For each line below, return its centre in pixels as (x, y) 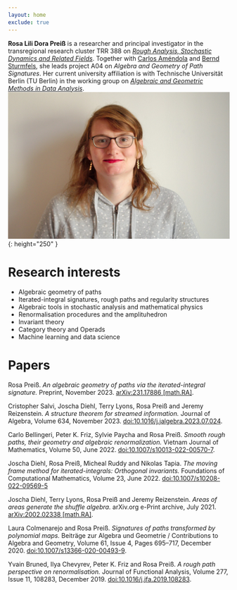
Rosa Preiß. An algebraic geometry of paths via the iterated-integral (107, 385)
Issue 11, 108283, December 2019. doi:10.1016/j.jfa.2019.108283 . (100, 579)
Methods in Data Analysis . (46, 88)
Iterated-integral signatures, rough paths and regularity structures (114, 300)
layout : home (27, 15)
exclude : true (29, 22)
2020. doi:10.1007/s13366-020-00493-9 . (68, 551)
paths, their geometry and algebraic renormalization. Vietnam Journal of (113, 442)
